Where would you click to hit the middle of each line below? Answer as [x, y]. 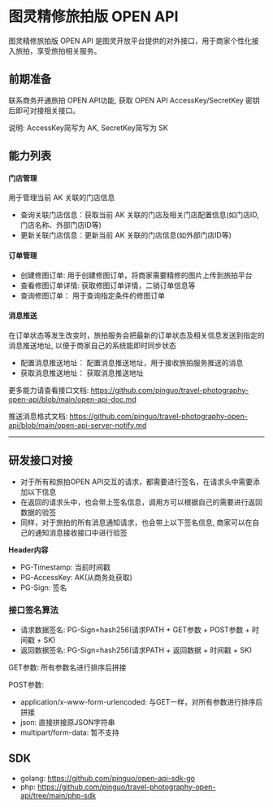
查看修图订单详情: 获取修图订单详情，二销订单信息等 [108, 285]
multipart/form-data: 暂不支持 [69, 732]
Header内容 [28, 549]
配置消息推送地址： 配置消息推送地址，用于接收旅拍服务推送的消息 [132, 362]
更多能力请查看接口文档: [49, 390]
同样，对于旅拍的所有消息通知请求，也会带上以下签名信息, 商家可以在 [136, 522]
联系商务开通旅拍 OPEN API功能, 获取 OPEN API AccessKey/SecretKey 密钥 [134, 100]
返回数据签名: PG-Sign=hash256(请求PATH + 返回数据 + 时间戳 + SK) [136, 650]
